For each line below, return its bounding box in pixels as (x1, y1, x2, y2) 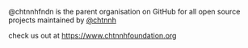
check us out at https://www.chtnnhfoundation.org (8, 31, 177, 40)
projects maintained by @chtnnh (8, 15, 117, 25)
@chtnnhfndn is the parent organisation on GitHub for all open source (8, 7, 241, 16)
